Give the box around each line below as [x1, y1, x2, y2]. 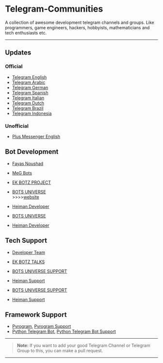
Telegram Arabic [12, 79, 46, 85]
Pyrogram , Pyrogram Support [12, 324, 71, 329]
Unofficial [5, 123, 29, 129]
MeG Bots [12, 170, 33, 176]
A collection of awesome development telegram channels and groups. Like [5, 19, 154, 25]
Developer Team [12, 249, 45, 255]
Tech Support [5, 236, 48, 245]
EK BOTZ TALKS [12, 259, 45, 265]
